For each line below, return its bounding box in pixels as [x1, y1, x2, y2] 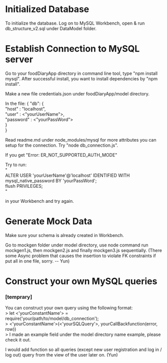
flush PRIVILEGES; [5, 183, 43, 189]
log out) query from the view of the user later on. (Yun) [5, 352, 118, 358]
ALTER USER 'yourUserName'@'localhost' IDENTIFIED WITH [5, 172, 130, 178]
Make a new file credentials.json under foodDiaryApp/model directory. [5, 90, 150, 96]
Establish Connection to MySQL [5, 43, 140, 55]
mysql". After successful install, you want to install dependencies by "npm [5, 75, 158, 81]
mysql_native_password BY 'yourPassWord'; [5, 177, 97, 184]
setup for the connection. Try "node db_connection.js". [5, 142, 118, 148]
